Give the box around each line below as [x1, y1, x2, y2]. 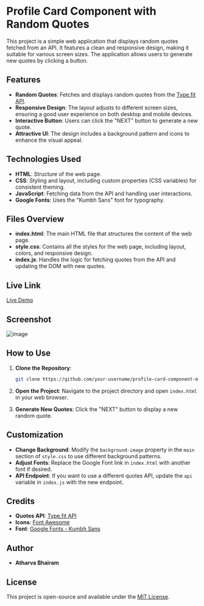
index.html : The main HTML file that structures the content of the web [15, 230, 192, 238]
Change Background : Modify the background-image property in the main [15, 446, 195, 453]
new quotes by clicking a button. [6, 57, 88, 64]
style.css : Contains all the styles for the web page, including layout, [15, 243, 186, 250]
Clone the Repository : [15, 364, 72, 371]
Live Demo [6, 296, 33, 304]
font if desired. [15, 465, 52, 473]
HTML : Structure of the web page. [15, 170, 102, 178]
